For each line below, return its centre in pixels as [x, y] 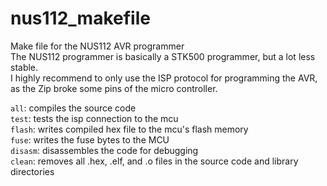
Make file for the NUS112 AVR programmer [97, 46]
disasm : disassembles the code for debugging [104, 150]
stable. [24, 67]
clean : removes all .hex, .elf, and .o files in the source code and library [154, 161]
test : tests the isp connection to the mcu [94, 118]
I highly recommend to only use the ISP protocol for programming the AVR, [164, 78]
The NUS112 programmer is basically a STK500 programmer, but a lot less [163, 56]
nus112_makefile [80, 18]
